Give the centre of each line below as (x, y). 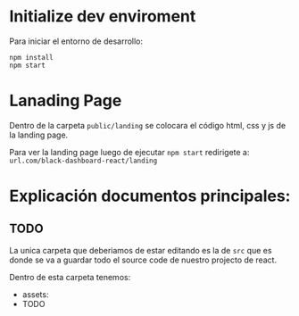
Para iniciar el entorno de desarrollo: (76, 41)
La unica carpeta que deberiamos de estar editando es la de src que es (141, 250)
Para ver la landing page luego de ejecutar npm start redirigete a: (129, 152)
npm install (31, 57)
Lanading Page (66, 101)
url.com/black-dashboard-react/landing (83, 161)
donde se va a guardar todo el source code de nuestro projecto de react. (143, 260)
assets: (35, 294)
